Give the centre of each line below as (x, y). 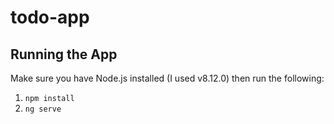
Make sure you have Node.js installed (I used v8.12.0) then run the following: (167, 78)
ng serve (43, 109)
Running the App (64, 54)
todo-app (50, 17)
